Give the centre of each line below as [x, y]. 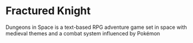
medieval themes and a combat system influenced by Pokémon [83, 33]
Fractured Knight [48, 11]
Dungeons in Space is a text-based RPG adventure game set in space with [96, 27]
